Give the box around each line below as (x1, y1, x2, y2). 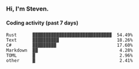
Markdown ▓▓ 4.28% (6, 47, 133, 54)
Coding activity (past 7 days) (6, 19, 78, 26)
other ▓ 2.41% (6, 58, 133, 64)
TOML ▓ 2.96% (6, 53, 133, 58)
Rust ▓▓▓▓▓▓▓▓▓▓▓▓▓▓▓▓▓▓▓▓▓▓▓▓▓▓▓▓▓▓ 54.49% (6, 32, 133, 38)
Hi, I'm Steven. (6, 5, 49, 13)
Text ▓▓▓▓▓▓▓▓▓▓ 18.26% (6, 37, 133, 43)
